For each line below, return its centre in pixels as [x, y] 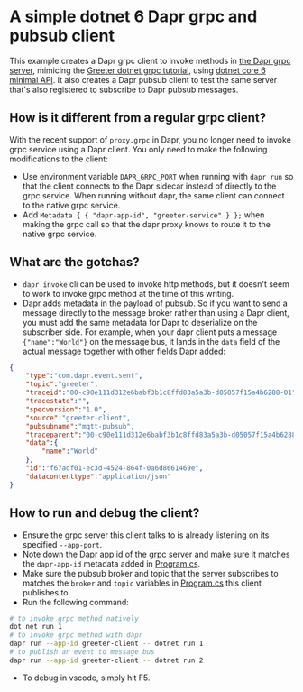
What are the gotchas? [74, 262]
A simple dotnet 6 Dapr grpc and [133, 17]
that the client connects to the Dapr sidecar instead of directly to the [149, 186]
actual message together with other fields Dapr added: [124, 351]
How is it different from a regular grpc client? [138, 118]
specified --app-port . [62, 544]
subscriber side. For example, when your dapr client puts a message [150, 332]
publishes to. [46, 592]
